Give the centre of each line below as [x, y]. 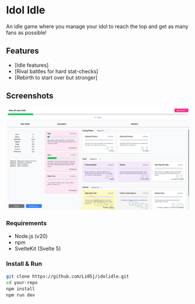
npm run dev [20, 295]
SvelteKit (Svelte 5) [38, 248]
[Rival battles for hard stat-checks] [56, 71]
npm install [20, 289]
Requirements [27, 223]
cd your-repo [22, 283]
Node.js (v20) [31, 236]
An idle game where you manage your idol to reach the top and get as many [97, 26]
